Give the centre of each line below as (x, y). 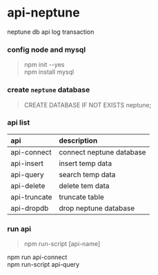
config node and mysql (47, 50)
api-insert (27, 163)
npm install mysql (49, 72)
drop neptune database (97, 208)
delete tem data (84, 185)
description (78, 141)
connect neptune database (102, 152)
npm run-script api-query (43, 265)
